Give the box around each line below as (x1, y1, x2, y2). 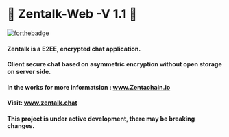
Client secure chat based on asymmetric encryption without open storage (7, 60, 223, 68)
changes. (7, 121, 35, 129)
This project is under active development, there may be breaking (7, 114, 195, 123)
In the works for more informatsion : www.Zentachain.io (7, 83, 171, 91)
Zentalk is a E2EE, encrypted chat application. (7, 45, 141, 53)
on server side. (7, 68, 51, 76)
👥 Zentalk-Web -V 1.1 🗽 (7, 6, 137, 22)
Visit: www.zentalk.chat (7, 99, 77, 107)
